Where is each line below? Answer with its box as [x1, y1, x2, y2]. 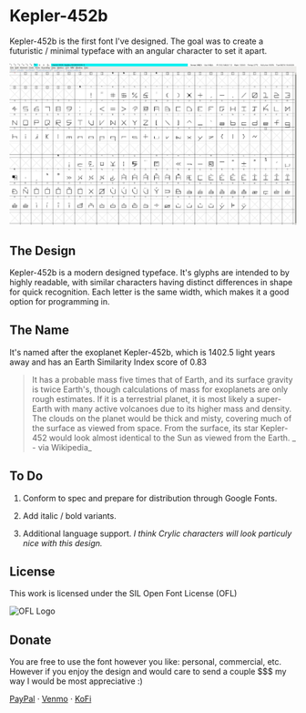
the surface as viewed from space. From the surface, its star [31, 422, 259, 433]
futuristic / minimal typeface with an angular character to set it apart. [9, 45, 268, 56]
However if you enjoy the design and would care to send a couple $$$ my [9, 666, 287, 677]
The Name [9, 323, 70, 338]
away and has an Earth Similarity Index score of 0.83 [9, 356, 208, 367]
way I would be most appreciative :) [9, 676, 143, 687]
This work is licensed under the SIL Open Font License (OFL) [9, 588, 238, 599]
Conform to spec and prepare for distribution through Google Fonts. [22, 492, 278, 503]
